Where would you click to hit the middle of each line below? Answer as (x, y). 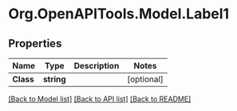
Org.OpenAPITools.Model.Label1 (119, 14)
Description (97, 66)
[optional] (145, 79)
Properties (35, 44)
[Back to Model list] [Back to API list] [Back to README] (100, 99)
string (54, 79)
